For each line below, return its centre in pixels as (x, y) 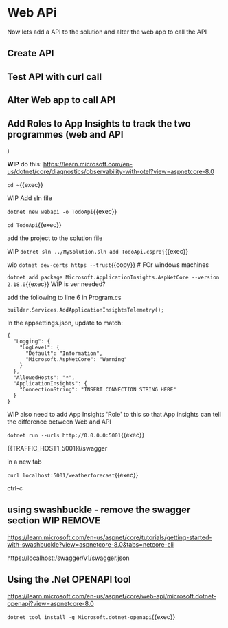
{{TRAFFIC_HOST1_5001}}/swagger (57, 448)
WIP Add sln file (30, 198)
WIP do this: (25, 164)
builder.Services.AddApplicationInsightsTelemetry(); (86, 310)
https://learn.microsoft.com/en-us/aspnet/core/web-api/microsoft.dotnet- (112, 596)
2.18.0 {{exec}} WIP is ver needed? (56, 284)
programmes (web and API (65, 134)
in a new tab (25, 462)
